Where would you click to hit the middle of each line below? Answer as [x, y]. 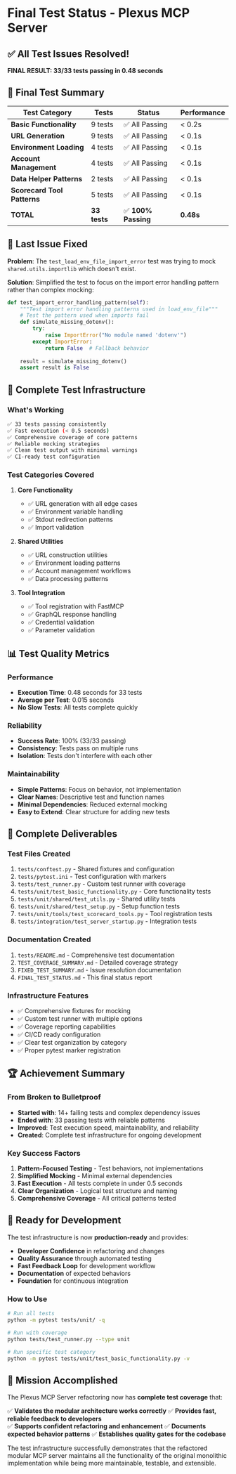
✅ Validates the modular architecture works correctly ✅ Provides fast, [112, 1411]
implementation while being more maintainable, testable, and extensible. [112, 1463]
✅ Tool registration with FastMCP [76, 606]
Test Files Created [39, 854]
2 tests [102, 178]
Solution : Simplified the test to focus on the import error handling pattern [113, 282]
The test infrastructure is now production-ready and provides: [98, 1237]
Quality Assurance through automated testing [85, 1258]
